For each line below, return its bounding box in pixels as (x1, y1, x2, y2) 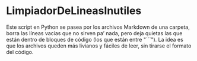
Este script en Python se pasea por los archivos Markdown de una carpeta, (6, 23, 190, 30)
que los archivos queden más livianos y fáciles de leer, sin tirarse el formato (6, 42, 192, 49)
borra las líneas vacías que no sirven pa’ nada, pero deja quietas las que (6, 29, 183, 36)
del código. (6, 48, 34, 55)
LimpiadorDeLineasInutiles (6, 4, 142, 18)
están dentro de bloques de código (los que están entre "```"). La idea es (6, 36, 184, 43)
